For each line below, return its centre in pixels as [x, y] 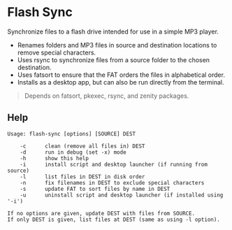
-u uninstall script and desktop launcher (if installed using [122, 195]
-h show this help [55, 158]
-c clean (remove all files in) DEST [82, 146]
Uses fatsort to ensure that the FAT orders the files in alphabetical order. [121, 75]
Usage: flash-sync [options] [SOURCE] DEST [72, 134]
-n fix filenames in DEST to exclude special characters [112, 182]
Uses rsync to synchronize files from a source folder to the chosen [114, 59]
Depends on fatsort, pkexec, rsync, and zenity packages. [107, 96]
